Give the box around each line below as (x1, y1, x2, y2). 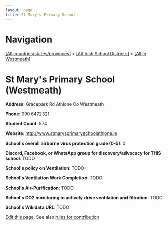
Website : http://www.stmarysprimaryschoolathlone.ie (5, 130, 117, 137)
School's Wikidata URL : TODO (5, 204, 70, 210)
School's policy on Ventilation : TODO (5, 165, 85, 171)
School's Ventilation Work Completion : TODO (5, 175, 103, 181)
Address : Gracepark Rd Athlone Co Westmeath (5, 101, 104, 107)
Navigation (5, 34, 52, 46)
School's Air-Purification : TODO (5, 185, 74, 191)
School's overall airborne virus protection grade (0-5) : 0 (5, 140, 126, 147)
